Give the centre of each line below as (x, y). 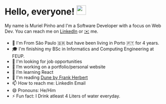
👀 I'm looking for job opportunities (47, 61)
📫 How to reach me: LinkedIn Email (49, 83)
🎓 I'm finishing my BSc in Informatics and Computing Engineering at (83, 49)
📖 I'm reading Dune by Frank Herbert (50, 77)
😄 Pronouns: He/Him (34, 90)
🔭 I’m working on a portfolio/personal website (59, 67)
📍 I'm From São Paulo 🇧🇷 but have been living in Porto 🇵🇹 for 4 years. (85, 43)
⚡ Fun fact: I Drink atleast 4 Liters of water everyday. (66, 96)
